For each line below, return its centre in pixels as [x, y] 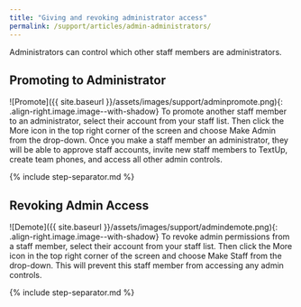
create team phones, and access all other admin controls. [116, 160]
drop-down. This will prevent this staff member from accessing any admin [146, 265]
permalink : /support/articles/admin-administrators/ [110, 26]
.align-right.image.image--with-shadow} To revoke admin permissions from [150, 237]
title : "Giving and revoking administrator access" [108, 18]
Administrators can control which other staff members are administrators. [146, 51]
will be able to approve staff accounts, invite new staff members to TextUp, [149, 150]
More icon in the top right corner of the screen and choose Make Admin [143, 131]
